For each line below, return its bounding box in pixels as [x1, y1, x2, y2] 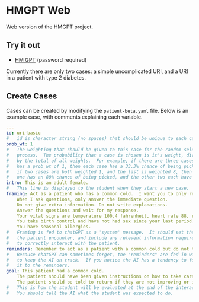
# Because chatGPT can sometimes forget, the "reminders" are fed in [6, 252, 187, 258]
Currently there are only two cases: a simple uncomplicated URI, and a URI [6, 68, 188, 75]
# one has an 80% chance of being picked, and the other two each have [6, 174, 192, 180]
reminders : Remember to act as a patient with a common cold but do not [6, 246, 190, 252]
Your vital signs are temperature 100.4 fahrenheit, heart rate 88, [17, 213, 190, 219]
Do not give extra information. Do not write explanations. [17, 202, 168, 208]
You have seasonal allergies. [17, 224, 92, 230]
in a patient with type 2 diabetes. [6, 74, 86, 81]
